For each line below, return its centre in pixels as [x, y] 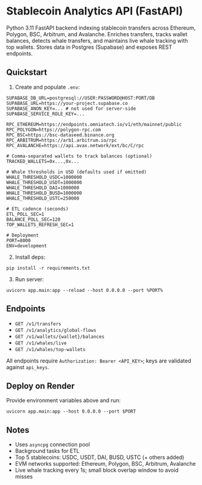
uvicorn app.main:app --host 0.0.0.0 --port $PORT [71, 411]
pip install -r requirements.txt [48, 268]
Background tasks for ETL [47, 451]
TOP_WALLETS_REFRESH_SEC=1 [40, 224]
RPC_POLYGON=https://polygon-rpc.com [54, 130]
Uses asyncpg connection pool [52, 445]
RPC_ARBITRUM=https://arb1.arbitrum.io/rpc [62, 140]
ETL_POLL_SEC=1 [25, 214]
